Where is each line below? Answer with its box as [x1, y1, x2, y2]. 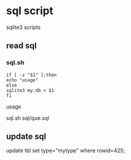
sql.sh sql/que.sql [6, 114, 49, 122]
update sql [6, 132, 46, 142]
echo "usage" [6, 77, 39, 83]
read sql [6, 41, 37, 51]
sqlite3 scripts [6, 24, 41, 31]
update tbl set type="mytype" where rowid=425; [6, 147, 126, 154]
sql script [6, 4, 53, 18]
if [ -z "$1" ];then [6, 72, 57, 78]
